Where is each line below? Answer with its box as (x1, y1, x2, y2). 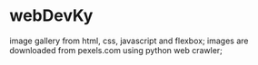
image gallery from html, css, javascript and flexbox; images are (9, 35, 249, 46)
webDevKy (9, 5, 94, 26)
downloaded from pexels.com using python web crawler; (9, 44, 223, 55)
